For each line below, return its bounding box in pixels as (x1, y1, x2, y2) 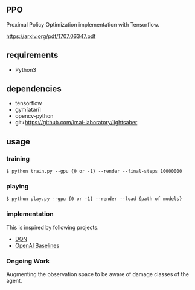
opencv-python (14, 112, 54, 120)
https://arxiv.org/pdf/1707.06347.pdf (6, 33, 96, 40)
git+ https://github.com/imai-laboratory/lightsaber (14, 119, 138, 126)
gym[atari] (14, 106, 41, 114)
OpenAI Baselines (14, 242, 60, 249)
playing (6, 182, 29, 191)
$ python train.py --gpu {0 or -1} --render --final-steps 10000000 (6, 169, 182, 175)
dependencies (6, 84, 62, 94)
